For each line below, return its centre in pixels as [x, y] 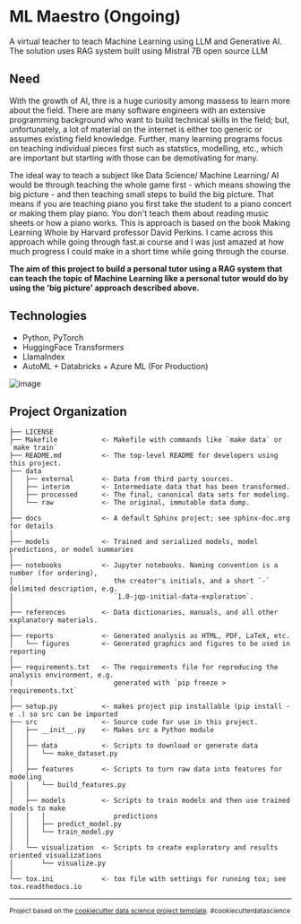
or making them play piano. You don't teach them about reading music [139, 213]
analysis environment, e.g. [62, 675]
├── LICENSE [31, 432]
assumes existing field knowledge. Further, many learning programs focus [146, 138]
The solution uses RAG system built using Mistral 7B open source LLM [139, 50]
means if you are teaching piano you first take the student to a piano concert [150, 203]
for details [31, 526]
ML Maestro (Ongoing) [95, 17]
